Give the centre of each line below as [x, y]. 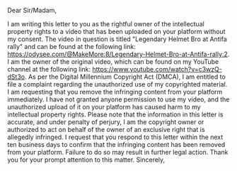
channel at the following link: [49, 69]
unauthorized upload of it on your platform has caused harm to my [104, 107]
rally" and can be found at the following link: [71, 46]
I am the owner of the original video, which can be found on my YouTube [113, 62]
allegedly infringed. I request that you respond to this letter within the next [115, 137]
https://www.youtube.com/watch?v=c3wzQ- [157, 69]
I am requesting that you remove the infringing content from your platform [115, 92]
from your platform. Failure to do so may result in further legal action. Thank [118, 152]
